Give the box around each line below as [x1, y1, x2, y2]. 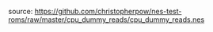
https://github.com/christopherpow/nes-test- [34, 7, 182, 16]
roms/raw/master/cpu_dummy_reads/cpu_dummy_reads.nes [8, 15, 205, 24]
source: [8, 7, 33, 16]
